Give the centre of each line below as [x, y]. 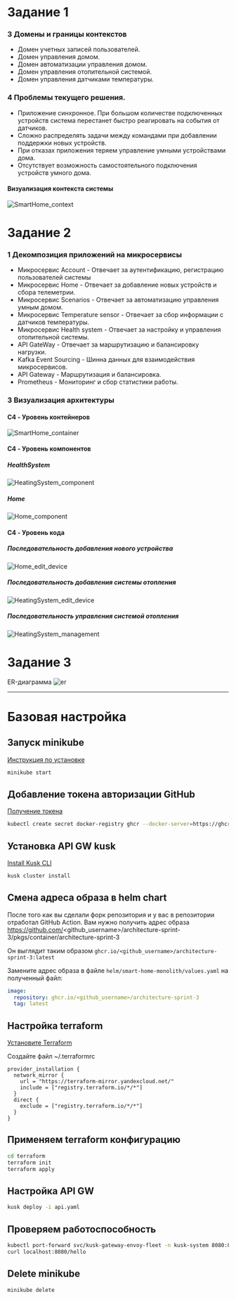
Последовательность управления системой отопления [93, 616]
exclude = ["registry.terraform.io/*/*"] [81, 1106]
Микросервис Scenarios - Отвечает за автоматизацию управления [118, 300]
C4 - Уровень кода [36, 532]
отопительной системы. [53, 337]
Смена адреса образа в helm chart [87, 898]
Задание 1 [38, 12]
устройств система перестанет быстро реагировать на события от [118, 120]
